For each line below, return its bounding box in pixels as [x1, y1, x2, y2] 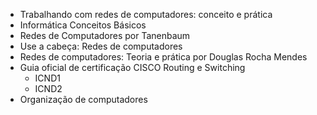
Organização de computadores [19, 94, 148, 105]
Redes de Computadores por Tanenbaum [19, 30, 191, 41]
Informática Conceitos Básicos [19, 19, 147, 31]
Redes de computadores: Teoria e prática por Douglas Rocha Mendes [19, 51, 308, 63]
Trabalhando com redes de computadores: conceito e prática [19, 9, 273, 20]
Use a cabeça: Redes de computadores [19, 40, 183, 52]
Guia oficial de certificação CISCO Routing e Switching [19, 62, 246, 73]
